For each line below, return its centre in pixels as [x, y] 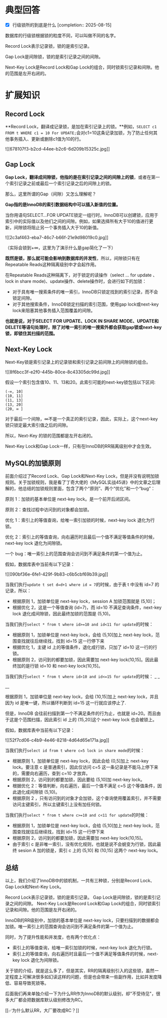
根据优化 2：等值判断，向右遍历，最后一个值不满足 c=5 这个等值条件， [85, 786]
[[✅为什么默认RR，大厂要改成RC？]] [42, 1011]
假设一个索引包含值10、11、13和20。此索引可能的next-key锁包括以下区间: [80, 382]
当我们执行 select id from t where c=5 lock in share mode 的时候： [75, 751]
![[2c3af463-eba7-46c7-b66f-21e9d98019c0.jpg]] [57, 237]
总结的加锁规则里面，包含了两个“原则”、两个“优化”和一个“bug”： [89, 489]
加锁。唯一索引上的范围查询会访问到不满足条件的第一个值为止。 [70, 927]
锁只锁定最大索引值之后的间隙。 [38, 425]
